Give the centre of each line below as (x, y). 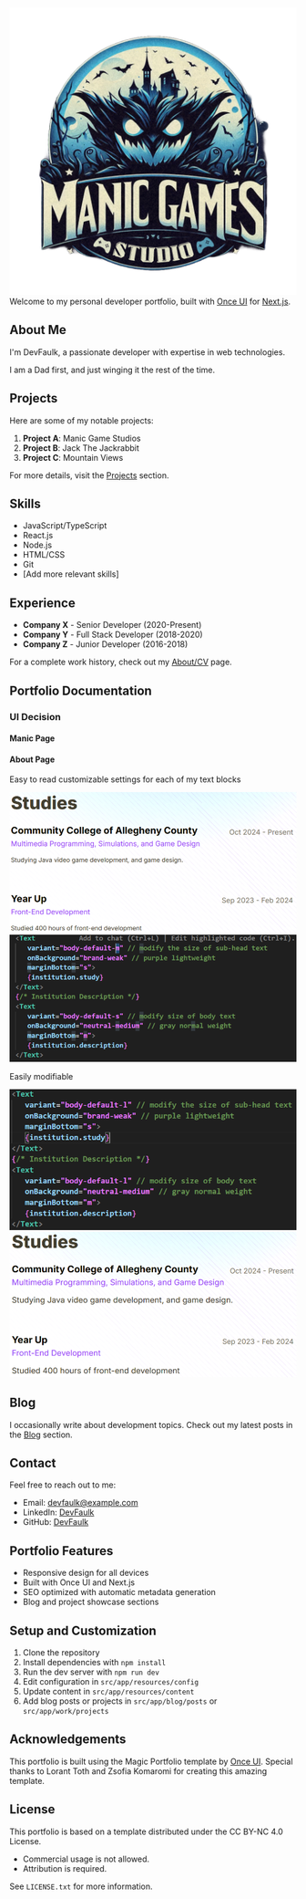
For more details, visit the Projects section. (89, 475)
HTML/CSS (44, 555)
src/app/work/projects (66, 1711)
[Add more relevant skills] (71, 574)
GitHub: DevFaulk (56, 1522)
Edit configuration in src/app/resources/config (110, 1681)
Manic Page (32, 738)
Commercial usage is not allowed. (86, 1859)
